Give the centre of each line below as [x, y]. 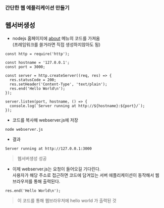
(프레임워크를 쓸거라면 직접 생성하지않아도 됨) [56, 44]
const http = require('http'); [37, 54]
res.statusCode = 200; [33, 80]
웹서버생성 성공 [32, 158]
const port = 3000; [25, 67]
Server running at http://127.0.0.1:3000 [49, 149]
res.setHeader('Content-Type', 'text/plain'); [58, 84]
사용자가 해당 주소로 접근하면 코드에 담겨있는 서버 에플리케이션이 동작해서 [83, 175]
